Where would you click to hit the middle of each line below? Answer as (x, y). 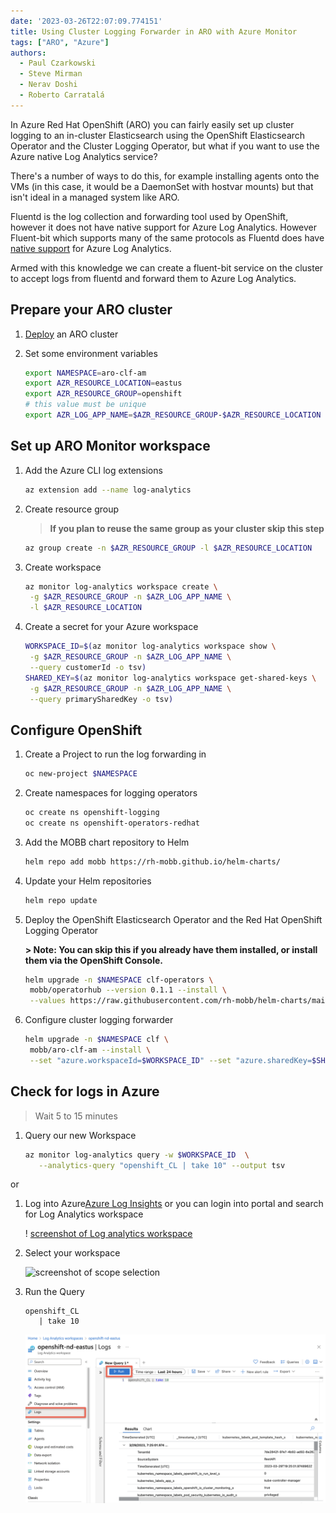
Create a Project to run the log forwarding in (115, 754)
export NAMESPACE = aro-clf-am (85, 373)
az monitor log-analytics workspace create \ (121, 586)
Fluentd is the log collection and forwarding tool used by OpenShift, (149, 216)
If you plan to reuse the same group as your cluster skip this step (187, 528)
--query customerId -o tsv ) (88, 667)
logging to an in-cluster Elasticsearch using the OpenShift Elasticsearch (158, 135)
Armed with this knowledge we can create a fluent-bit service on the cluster (167, 267)
